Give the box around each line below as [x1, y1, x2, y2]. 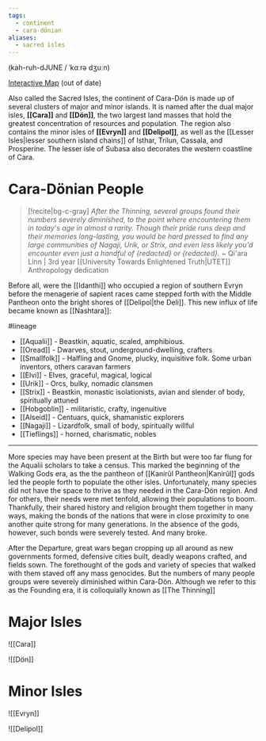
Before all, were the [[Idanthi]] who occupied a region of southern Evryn [8, 281, 243, 290]
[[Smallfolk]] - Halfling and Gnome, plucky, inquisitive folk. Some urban [19, 353, 252, 363]
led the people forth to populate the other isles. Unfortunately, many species [8, 477, 257, 487]
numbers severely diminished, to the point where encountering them [27, 215, 251, 224]
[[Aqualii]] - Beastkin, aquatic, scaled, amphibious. [19, 337, 185, 346]
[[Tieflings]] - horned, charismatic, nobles [19, 430, 157, 439]
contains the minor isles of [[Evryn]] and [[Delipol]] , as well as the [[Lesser [8, 128, 255, 137]
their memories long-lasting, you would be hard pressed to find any [27, 231, 249, 242]
